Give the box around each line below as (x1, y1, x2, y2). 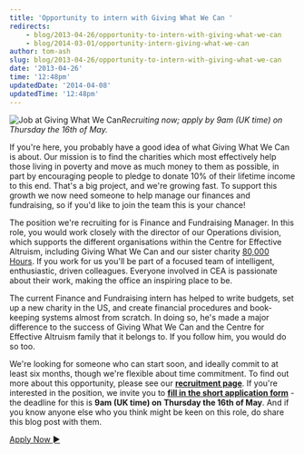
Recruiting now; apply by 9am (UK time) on (121, 114, 283, 125)
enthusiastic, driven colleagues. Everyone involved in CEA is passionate (9, 265, 279, 276)
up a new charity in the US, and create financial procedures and (9, 301, 248, 313)
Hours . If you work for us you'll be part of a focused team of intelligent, (9, 255, 275, 266)
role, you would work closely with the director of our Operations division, (9, 226, 281, 237)
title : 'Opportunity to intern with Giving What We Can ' (9, 13, 233, 23)
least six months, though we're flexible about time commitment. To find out (9, 368, 289, 379)
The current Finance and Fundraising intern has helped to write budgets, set (9, 292, 295, 303)
